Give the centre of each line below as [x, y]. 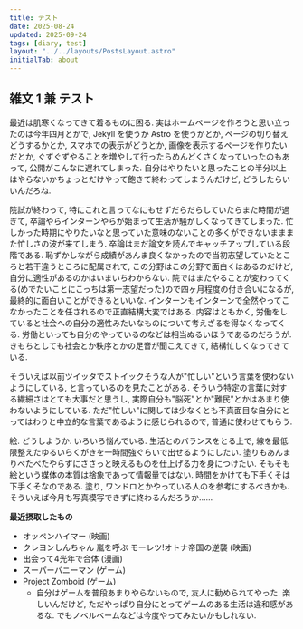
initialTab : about [44, 60]
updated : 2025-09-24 [48, 34]
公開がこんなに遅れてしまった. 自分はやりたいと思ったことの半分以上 [158, 168]
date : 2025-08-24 [42, 26]
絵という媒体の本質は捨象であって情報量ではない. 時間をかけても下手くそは [150, 474]
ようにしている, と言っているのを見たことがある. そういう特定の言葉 [137, 387]
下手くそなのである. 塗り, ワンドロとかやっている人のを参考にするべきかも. [150, 486]
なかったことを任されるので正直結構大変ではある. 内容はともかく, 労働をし [148, 311]
